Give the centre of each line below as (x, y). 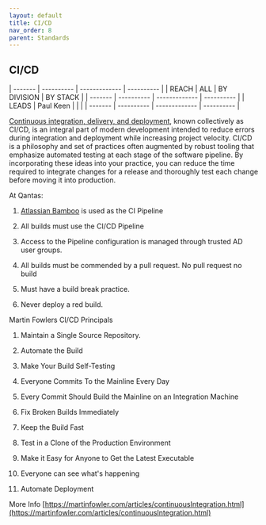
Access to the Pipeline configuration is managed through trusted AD (132, 242)
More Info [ (27, 504)
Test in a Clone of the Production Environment (95, 443)
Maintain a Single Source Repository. (80, 335)
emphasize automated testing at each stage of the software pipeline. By (126, 155)
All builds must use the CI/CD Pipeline (82, 226)
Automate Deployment (57, 489)
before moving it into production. (63, 180)
